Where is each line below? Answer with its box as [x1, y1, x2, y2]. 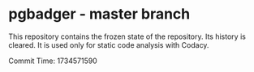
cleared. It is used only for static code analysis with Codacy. [8, 40, 209, 49]
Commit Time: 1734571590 [8, 56, 97, 66]
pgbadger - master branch [8, 5, 191, 23]
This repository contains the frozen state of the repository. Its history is [8, 32, 246, 41]
